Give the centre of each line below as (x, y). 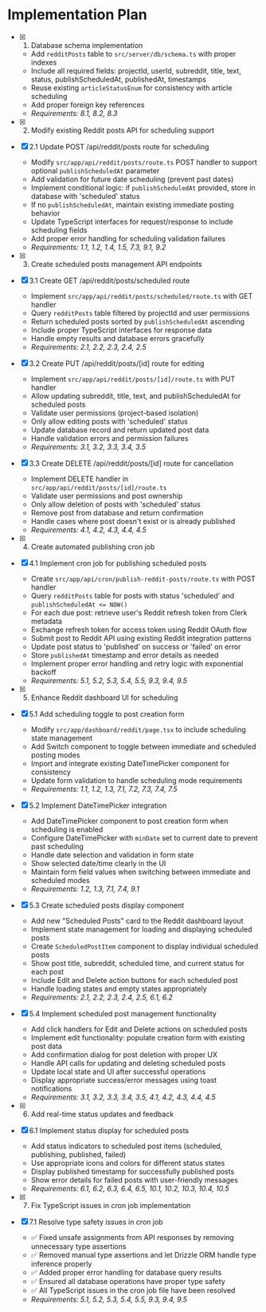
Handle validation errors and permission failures (110, 438)
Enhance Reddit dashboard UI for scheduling (104, 698)
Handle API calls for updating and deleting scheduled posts (128, 1063)
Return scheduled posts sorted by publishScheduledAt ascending (137, 321)
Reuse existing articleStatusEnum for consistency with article (131, 87)
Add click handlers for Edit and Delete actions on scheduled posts (139, 1029)
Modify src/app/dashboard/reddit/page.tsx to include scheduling (138, 730)
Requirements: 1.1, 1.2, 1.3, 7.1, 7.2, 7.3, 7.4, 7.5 (104, 789)
